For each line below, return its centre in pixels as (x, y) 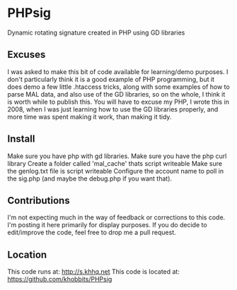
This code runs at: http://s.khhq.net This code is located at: (94, 272)
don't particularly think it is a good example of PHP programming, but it (111, 79)
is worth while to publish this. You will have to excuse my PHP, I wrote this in (118, 102)
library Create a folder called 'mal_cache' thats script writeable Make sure (115, 163)
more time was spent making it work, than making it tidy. (89, 116)
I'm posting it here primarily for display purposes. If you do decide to (107, 225)
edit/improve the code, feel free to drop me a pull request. (92, 232)
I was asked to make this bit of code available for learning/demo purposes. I (118, 71)
